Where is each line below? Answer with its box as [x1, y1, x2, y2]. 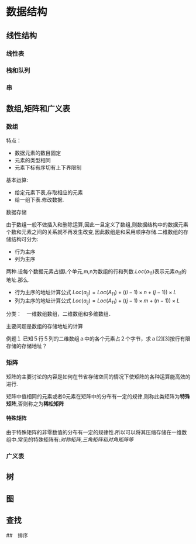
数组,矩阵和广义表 [6, 104, 71, 113]
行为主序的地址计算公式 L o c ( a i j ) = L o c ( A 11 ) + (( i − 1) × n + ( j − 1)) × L [14, 288, 177, 297]
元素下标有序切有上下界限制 [14, 164, 82, 171]
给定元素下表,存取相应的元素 [14, 189, 83, 196]
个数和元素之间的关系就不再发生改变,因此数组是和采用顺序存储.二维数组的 [6, 229, 184, 236]
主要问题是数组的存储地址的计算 [6, 323, 83, 330]
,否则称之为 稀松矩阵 [16, 400, 64, 407]
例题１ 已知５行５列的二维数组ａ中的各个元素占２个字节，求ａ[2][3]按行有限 [6, 335, 191, 342]
